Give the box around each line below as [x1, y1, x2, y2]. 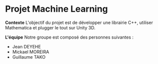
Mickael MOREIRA [12, 49, 49, 55]
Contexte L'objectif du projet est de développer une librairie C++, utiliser [5, 20, 153, 25]
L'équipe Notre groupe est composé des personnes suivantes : [5, 34, 134, 40]
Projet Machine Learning [5, 3, 108, 15]
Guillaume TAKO [12, 54, 46, 60]
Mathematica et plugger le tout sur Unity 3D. [5, 24, 95, 30]
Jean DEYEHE [12, 43, 41, 49]
